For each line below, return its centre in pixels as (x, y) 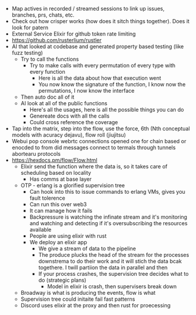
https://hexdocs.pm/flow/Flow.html (55, 160)
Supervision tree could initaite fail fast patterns (78, 299)
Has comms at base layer (61, 179)
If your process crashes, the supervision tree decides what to (113, 274)
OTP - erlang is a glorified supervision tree (73, 185)
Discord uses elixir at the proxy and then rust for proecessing (96, 305)
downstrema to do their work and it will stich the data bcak (110, 261)
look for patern (30, 27)
